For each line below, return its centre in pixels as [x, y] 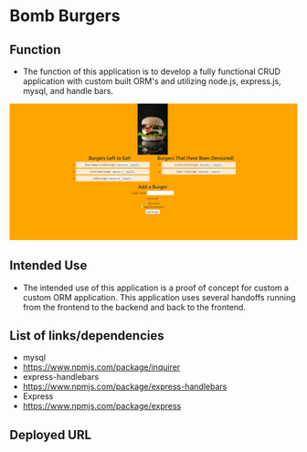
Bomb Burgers [65, 16]
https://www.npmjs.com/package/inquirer [101, 367]
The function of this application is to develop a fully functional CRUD [152, 71]
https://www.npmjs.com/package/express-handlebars [125, 387]
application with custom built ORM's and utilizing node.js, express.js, [152, 81]
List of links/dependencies [87, 336]
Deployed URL [51, 435]
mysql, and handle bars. [68, 91]
